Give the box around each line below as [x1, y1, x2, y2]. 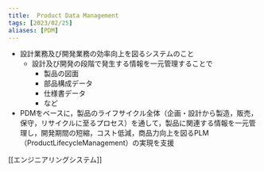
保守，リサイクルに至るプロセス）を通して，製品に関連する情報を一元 [19, 118, 249, 128]
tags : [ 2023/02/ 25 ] [8, 19, 73, 27]
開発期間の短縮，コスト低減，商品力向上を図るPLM [41, 128, 209, 138]
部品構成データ [43, 78, 93, 88]
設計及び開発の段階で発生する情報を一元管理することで [31, 59, 213, 68]
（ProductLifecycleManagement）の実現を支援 [19, 138, 175, 147]
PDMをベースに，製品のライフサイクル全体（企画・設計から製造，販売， [19, 109, 258, 118]
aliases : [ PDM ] [8, 26, 59, 34]
